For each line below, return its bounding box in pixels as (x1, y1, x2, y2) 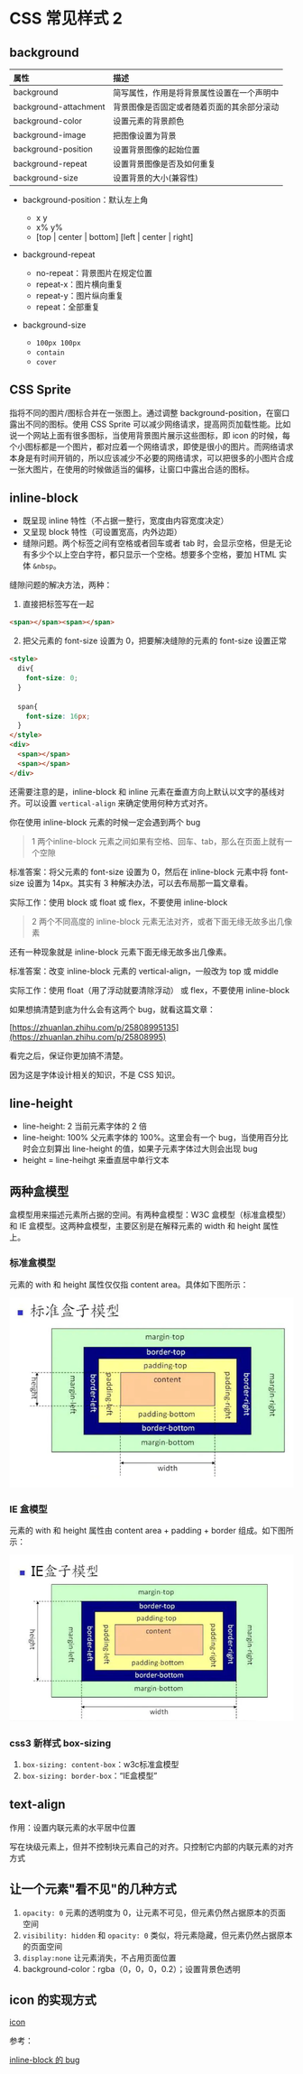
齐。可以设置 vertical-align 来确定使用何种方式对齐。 (9, 797, 214, 808)
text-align (9, 1797, 66, 1812)
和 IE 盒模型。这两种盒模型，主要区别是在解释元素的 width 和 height (9, 1221, 262, 1231)
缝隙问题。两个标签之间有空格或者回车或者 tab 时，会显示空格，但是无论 (22, 538, 292, 548)
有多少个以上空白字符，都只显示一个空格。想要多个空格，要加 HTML (22, 549, 277, 560)
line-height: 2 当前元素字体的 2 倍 (22, 1120, 147, 1132)
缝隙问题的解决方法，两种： (9, 579, 113, 591)
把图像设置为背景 (112, 130, 177, 141)
